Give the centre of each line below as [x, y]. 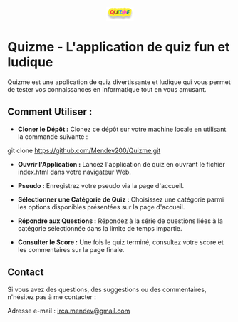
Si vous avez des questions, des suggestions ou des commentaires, [107, 289]
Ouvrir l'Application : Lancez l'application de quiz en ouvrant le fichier [121, 164]
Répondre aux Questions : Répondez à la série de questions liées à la [120, 221]
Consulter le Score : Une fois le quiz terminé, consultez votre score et [121, 242]
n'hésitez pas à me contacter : [52, 297]
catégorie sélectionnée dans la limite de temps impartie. [100, 228]
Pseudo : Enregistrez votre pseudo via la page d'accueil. [101, 185]
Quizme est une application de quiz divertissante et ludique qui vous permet [119, 82]
